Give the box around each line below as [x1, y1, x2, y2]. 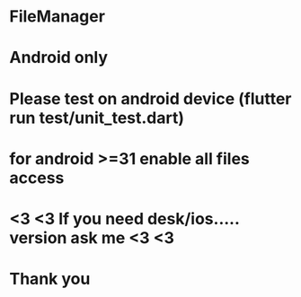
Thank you [9, 269, 91, 289]
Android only [9, 48, 109, 68]
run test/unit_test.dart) [9, 108, 185, 127]
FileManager [9, 6, 106, 27]
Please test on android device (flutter [9, 88, 292, 109]
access [9, 168, 65, 188]
